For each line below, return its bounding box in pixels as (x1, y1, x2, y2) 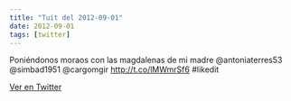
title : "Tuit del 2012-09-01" (9, 13, 124, 23)
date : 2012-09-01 (9, 22, 75, 31)
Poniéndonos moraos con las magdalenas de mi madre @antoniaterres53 (9, 55, 283, 66)
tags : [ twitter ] (9, 30, 70, 39)
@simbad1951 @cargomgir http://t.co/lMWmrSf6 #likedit (9, 64, 220, 75)
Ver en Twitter (9, 82, 62, 93)
